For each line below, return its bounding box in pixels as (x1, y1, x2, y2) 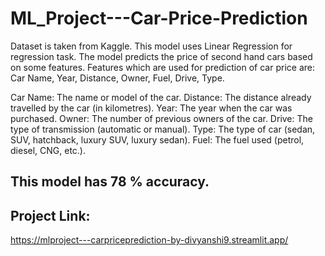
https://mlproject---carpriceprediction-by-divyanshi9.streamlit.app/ (10, 234, 289, 246)
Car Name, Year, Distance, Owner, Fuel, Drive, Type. (10, 72, 225, 84)
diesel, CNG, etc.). (10, 144, 87, 156)
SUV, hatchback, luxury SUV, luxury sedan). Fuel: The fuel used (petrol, (10, 133, 305, 146)
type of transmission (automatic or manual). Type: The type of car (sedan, (10, 123, 316, 135)
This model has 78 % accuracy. (10, 173, 210, 191)
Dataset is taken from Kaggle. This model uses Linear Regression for (10, 40, 293, 52)
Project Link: (10, 207, 91, 224)
